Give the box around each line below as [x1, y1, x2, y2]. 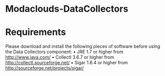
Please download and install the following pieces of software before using [5, 43, 160, 49]
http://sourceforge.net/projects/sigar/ [5, 65, 84, 71]
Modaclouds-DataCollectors [5, 3, 128, 15]
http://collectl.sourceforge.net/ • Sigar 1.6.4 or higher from [5, 60, 128, 66]
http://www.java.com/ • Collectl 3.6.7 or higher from [5, 54, 115, 60]
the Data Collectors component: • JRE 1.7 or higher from [5, 49, 124, 55]
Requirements [5, 27, 66, 38]
